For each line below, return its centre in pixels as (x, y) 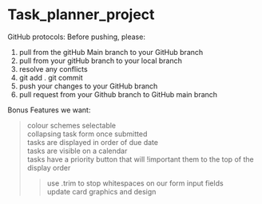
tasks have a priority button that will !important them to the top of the (140, 159)
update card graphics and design (101, 191)
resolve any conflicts (54, 69)
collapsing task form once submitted (87, 134)
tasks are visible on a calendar (77, 151)
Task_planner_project (81, 15)
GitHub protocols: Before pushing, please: (76, 37)
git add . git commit (51, 77)
